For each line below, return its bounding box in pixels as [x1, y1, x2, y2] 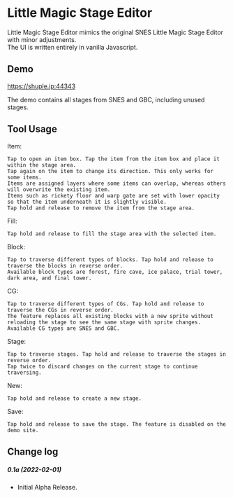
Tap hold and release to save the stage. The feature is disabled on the [7, 420, 227, 428]
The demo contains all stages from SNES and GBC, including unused [7, 95, 205, 104]
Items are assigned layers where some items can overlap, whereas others [7, 180, 227, 187]
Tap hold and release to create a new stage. [7, 394, 142, 402]
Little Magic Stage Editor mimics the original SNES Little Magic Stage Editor [7, 28, 224, 36]
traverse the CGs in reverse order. [7, 306, 114, 313]
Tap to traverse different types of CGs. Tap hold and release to [7, 300, 204, 307]
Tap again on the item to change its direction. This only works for [7, 167, 214, 174]
